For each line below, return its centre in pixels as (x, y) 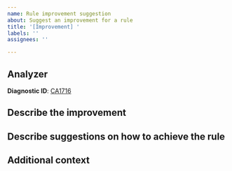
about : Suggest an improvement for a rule (70, 20)
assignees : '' (28, 40)
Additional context (48, 160)
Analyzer (28, 74)
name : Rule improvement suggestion (59, 14)
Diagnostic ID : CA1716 (39, 91)
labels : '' (23, 33)
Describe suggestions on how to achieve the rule (116, 136)
